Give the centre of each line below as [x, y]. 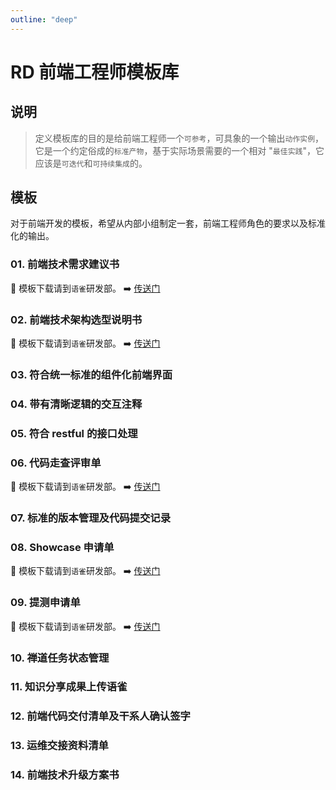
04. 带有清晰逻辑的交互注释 [76, 404]
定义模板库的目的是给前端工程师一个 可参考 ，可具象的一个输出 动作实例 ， [179, 138]
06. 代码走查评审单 [56, 463]
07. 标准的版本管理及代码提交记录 [91, 518]
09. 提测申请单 [45, 603]
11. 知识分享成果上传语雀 [69, 687]
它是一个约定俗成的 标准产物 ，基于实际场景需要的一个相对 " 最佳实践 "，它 [179, 150]
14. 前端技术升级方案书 [65, 775]
